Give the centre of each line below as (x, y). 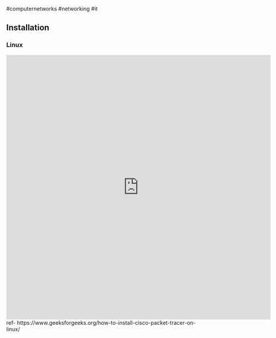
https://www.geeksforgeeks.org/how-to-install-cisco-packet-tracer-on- (107, 322)
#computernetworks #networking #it (52, 9)
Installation (28, 28)
